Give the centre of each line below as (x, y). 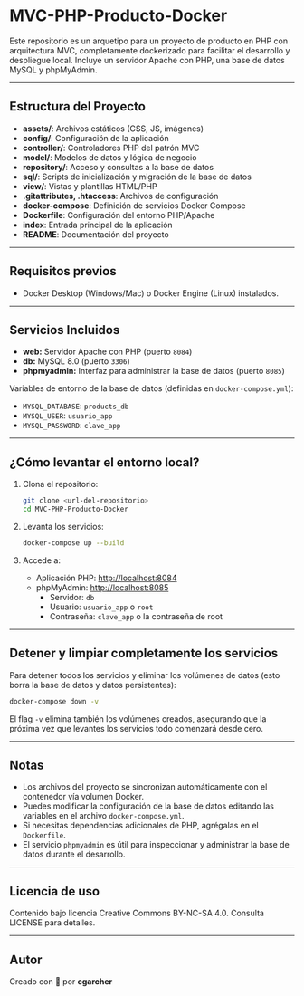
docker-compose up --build (73, 543)
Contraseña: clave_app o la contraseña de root (136, 616)
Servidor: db (72, 597)
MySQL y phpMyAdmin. (53, 70)
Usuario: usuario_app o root (101, 607)
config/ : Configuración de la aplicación (95, 138)
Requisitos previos (63, 271)
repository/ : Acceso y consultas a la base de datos (118, 167)
